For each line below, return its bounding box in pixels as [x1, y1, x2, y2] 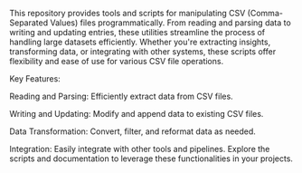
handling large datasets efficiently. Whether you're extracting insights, [9, 36, 271, 47]
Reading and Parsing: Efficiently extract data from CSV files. [9, 91, 233, 101]
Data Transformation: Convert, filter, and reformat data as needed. [9, 126, 256, 137]
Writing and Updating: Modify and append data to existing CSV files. [9, 109, 264, 119]
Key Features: [9, 73, 61, 84]
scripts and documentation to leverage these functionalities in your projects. [9, 153, 294, 164]
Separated [9, 17, 49, 28]
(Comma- [247, 8, 283, 18]
